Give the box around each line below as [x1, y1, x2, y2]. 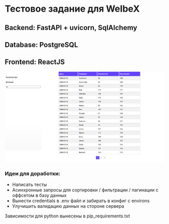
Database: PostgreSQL [5, 40, 78, 49]
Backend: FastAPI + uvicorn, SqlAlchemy [5, 23, 138, 32]
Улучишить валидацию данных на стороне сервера [12, 203, 125, 209]
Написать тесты [12, 181, 47, 188]
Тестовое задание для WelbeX [5, 3, 140, 15]
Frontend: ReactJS [5, 58, 65, 67]
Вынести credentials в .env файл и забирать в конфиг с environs [12, 198, 150, 204]
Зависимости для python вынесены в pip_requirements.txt [5, 213, 130, 219]
